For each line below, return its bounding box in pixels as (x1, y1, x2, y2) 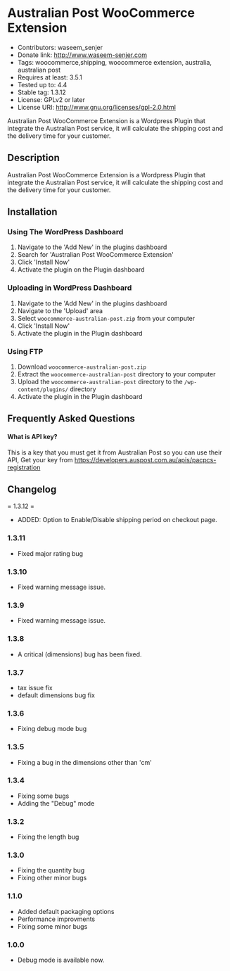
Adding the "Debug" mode (17, 799, 95, 807)
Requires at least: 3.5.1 (17, 72, 83, 82)
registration (7, 463, 41, 471)
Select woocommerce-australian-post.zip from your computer (17, 314, 196, 322)
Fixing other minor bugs (17, 874, 87, 882)
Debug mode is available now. (17, 956, 105, 964)
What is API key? (7, 433, 58, 441)
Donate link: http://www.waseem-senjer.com (17, 51, 148, 59)
